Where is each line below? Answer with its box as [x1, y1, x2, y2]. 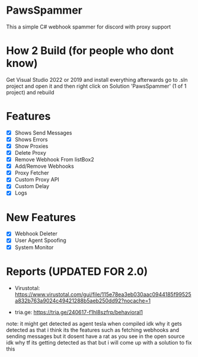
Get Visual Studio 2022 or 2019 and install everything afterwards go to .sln [6, 76, 188, 83]
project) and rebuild [6, 88, 55, 95]
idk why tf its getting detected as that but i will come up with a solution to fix [6, 339, 192, 346]
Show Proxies [14, 142, 49, 149]
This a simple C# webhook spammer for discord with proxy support [6, 23, 171, 30]
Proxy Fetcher [14, 170, 49, 177]
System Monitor [14, 244, 54, 251]
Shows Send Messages [14, 129, 72, 136]
